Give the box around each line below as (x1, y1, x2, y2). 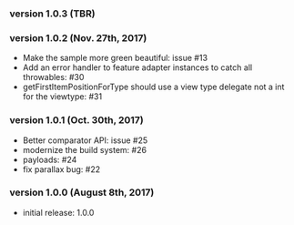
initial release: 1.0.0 (22, 207, 95, 218)
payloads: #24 (22, 154, 77, 165)
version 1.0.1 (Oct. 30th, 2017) (9, 114, 144, 127)
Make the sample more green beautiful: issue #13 (22, 53, 208, 64)
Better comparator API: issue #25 (22, 135, 148, 146)
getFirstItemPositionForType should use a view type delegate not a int (22, 81, 285, 93)
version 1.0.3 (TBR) (9, 7, 96, 20)
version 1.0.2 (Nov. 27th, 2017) (9, 31, 147, 44)
